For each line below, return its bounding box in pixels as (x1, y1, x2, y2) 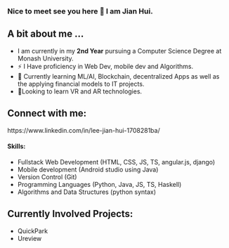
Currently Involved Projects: (7, 208, 133, 220)
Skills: (7, 142, 26, 150)
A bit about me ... (7, 28, 84, 40)
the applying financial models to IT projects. (17, 79, 145, 88)
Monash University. (17, 54, 74, 63)
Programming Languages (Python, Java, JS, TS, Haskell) (17, 180, 182, 188)
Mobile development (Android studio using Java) (17, 165, 159, 174)
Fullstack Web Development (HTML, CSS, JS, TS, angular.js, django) (17, 157, 216, 166)
